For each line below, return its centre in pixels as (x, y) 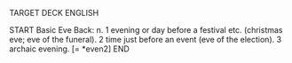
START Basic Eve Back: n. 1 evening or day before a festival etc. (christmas (146, 30)
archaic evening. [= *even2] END (70, 49)
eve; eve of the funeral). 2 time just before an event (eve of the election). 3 (146, 39)
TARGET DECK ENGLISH (54, 13)
